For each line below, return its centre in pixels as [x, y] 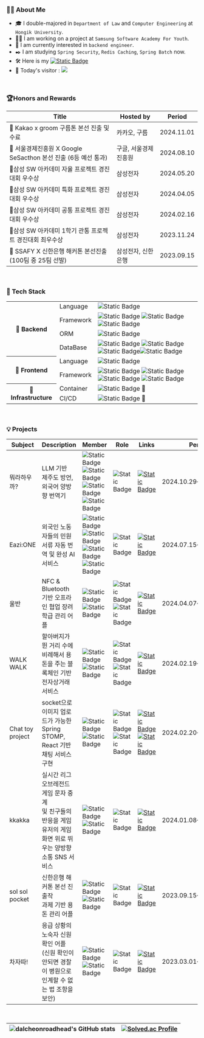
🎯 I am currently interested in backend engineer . [74, 45]
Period [177, 116]
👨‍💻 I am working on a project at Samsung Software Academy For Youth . [102, 38]
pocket [19, 899]
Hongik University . [39, 32]
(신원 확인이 [58, 953]
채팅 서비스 [56, 754]
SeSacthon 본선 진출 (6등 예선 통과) [59, 158]
